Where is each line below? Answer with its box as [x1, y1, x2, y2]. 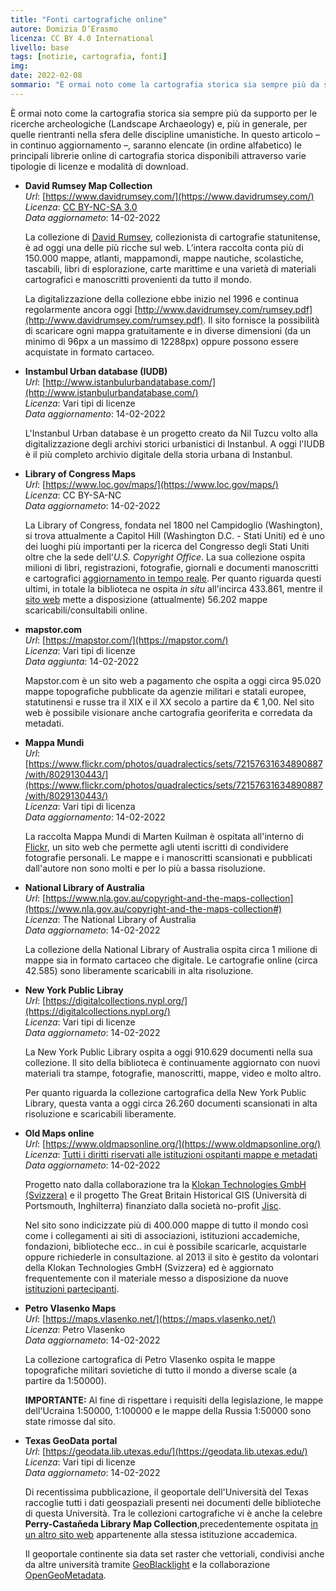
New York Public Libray [24, 984, 124, 996]
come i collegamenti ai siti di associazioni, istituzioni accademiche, [24, 1229, 300, 1241]
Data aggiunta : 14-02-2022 [24, 655, 140, 667]
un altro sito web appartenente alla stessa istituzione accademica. [24, 1528, 298, 1540]
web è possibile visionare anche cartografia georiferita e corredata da [24, 706, 313, 718]
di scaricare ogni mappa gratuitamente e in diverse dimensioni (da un [24, 324, 311, 336]
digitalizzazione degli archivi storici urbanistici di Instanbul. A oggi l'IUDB [24, 437, 325, 450]
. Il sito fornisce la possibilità [203, 314, 320, 326]
